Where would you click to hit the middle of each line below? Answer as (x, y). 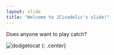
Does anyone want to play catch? (47, 34)
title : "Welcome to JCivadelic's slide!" (58, 17)
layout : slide (24, 12)
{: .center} (53, 46)
